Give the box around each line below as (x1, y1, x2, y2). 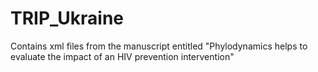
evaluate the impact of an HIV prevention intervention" (10, 50, 235, 62)
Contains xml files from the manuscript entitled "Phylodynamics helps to (10, 40, 308, 52)
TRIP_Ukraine (10, 7, 125, 30)
